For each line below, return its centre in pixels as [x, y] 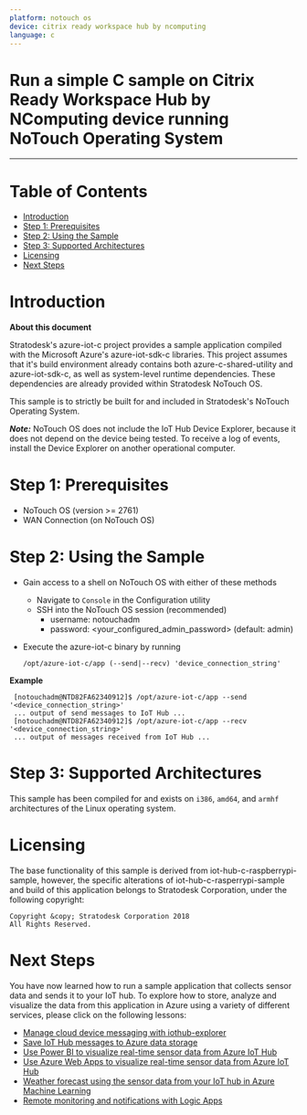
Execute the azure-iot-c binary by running [101, 647]
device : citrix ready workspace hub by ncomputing [108, 26]
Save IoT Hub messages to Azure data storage [110, 1042]
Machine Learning [57, 1090]
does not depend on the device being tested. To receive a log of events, [145, 438]
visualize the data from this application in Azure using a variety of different [150, 1005]
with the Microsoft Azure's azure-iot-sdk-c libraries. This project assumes [148, 355]
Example [26, 680]
